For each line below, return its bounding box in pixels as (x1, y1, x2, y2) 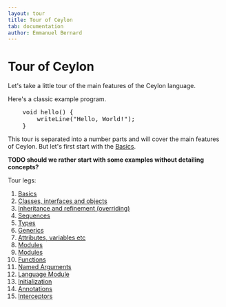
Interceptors (17, 292, 53, 300)
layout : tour (8, 10, 45, 17)
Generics (17, 226, 44, 235)
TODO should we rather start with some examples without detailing (8, 156, 205, 164)
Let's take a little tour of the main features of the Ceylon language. (8, 82, 196, 90)
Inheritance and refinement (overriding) (17, 204, 130, 213)
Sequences (17, 211, 50, 220)
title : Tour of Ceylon (8, 17, 73, 23)
